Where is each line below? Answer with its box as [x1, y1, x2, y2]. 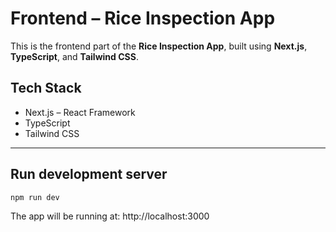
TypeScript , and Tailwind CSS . [10, 50, 139, 62]
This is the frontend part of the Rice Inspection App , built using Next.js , [10, 40, 308, 52]
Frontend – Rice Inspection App [10, 7, 276, 30]
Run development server [10, 166, 168, 183]
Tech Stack [10, 80, 82, 97]
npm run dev [10, 192, 60, 202]
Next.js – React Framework [24, 106, 136, 118]
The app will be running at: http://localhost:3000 [10, 210, 210, 222]
